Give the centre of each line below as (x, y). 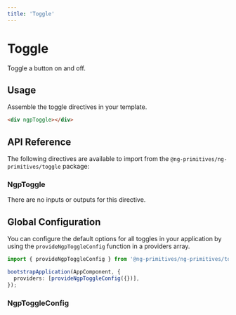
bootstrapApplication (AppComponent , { (64, 272)
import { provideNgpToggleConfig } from (67, 259)
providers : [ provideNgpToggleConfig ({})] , (77, 278)
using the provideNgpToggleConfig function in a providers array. (99, 246)
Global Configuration (54, 222)
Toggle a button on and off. (46, 68)
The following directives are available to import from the (88, 159)
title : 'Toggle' (31, 14)
